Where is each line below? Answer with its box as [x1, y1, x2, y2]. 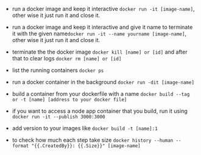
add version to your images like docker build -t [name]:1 [12, 124, 158, 132]
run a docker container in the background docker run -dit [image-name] [12, 79, 195, 85]
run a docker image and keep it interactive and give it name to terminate [12, 24, 193, 31]
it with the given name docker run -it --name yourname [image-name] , [12, 30, 187, 37]
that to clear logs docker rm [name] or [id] [12, 55, 122, 62]
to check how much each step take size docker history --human [12, 137, 174, 143]
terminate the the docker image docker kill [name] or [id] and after [12, 48, 188, 56]
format [12, 143, 29, 149]
